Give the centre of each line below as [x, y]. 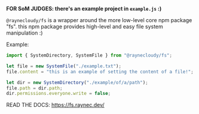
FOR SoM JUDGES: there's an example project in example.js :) [84, 9]
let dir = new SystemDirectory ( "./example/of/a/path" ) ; [77, 82]
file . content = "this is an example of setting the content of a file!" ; [100, 72]
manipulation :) [25, 33]
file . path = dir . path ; [34, 88]
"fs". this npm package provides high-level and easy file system [85, 27]
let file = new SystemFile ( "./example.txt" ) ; [64, 66]
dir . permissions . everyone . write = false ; [59, 94]
